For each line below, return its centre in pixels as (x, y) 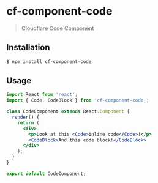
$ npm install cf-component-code (49, 62)
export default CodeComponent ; (46, 174)
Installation (28, 47)
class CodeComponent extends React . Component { (68, 111)
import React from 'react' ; (42, 95)
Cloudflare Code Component (58, 28)
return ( (28, 123)
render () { (26, 118)
